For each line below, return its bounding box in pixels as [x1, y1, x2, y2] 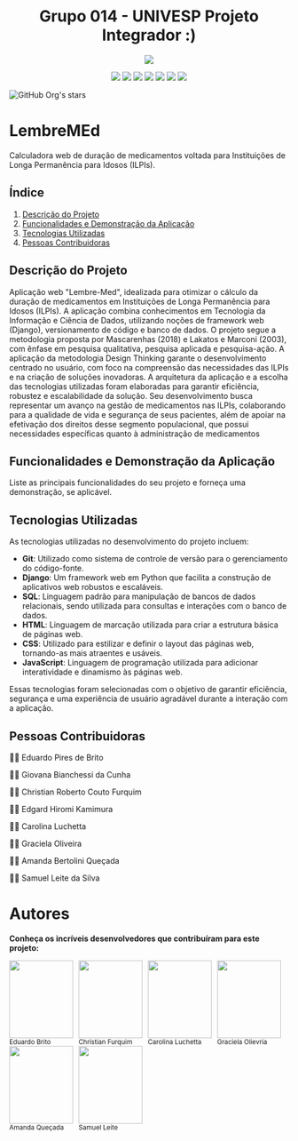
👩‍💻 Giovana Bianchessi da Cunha [9, 769, 131, 779]
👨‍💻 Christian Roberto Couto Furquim [9, 786, 142, 797]
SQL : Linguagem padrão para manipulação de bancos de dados [21, 591, 256, 602]
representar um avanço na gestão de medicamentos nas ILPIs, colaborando [9, 400, 286, 411]
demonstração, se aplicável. [9, 487, 113, 498]
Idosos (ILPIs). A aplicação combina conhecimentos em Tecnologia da [9, 305, 266, 316]
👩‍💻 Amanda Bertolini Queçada [9, 855, 120, 866]
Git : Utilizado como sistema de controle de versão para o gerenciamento [21, 554, 288, 564]
